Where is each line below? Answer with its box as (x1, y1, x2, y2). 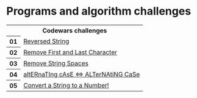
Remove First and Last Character (23, 47, 118, 56)
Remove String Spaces (23, 59, 88, 68)
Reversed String (23, 37, 70, 45)
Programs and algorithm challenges (6, 4, 192, 18)
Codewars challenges (42, 26, 107, 35)
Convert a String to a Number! (23, 81, 109, 89)
